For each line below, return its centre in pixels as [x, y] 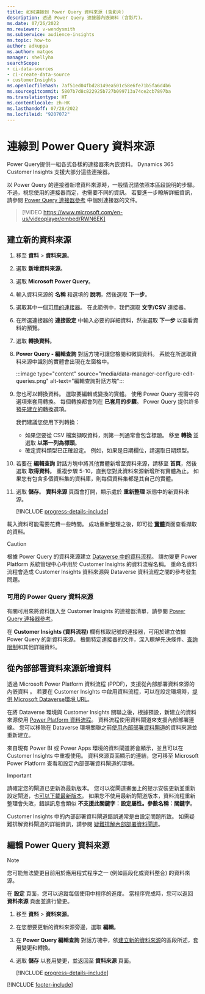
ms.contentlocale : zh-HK [38, 103]
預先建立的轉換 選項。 [42, 409]
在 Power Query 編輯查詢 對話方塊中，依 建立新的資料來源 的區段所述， [104, 940]
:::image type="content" [46, 374]
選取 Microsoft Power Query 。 [55, 281]
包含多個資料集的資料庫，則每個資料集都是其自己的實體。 [104, 479]
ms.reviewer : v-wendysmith [41, 29]
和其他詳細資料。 [39, 647]
